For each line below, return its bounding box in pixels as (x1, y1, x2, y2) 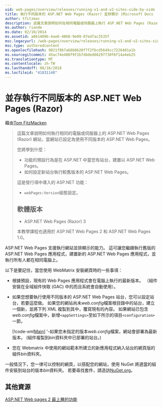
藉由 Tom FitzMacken (5, 120, 47, 126)
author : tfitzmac (5, 16, 40, 21)
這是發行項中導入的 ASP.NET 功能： (16, 179, 89, 185)
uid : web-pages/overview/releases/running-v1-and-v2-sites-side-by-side (5, 7, 155, 12)
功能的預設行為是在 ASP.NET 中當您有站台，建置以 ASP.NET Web (24, 157, 155, 163)
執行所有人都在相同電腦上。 (5, 257, 61, 262)
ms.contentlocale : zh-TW (5, 61, 55, 66)
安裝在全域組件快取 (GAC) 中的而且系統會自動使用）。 (12, 283, 118, 289)
